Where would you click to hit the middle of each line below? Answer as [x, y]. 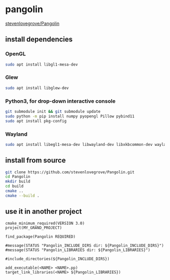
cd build [14, 186]
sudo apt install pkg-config [36, 121]
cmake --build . [22, 196]
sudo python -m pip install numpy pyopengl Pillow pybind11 [70, 116]
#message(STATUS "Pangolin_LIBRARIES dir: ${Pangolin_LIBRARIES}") [78, 250]
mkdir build [18, 181]
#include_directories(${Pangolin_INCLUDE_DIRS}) [57, 259]
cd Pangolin [18, 177]
